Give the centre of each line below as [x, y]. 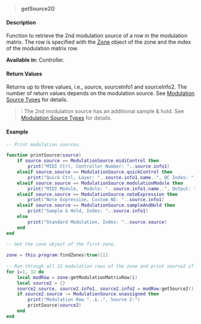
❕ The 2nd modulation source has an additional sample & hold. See [102, 111]
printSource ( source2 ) [55, 305]
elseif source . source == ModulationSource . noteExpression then [98, 194]
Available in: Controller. [35, 60]
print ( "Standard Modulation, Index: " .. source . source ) [98, 222]
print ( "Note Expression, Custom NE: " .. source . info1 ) [96, 200]
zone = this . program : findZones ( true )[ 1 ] [57, 255]
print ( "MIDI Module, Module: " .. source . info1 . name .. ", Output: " [112, 189]
